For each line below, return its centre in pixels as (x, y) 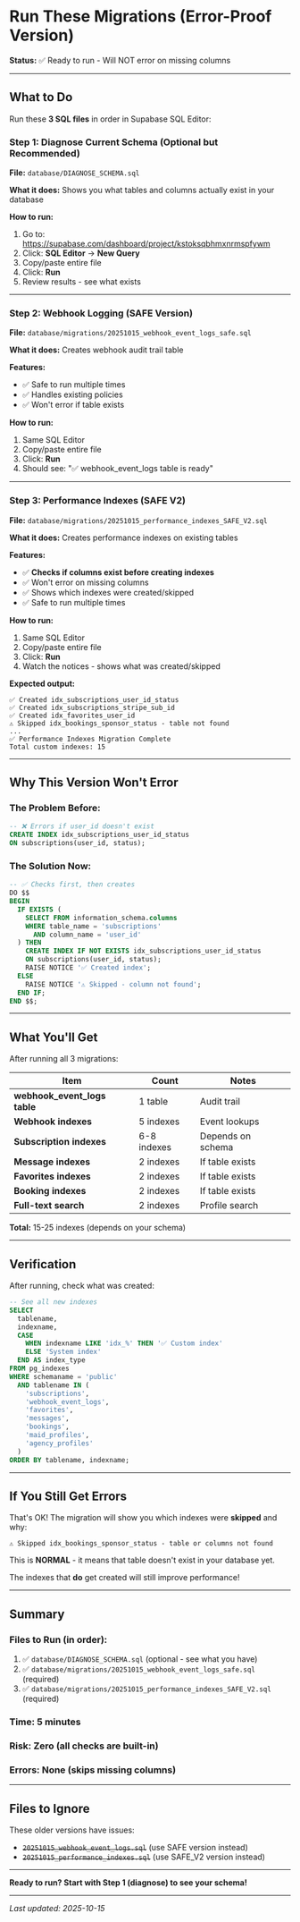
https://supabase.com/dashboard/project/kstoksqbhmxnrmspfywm (146, 244)
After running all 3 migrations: (64, 1059)
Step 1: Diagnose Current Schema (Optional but (114, 142)
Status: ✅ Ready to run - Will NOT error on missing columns (120, 60)
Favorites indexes (52, 1176)
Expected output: (42, 683)
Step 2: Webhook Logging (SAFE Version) (101, 313)
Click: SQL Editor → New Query (81, 253)
